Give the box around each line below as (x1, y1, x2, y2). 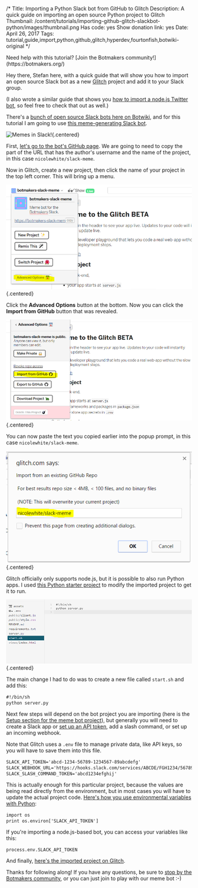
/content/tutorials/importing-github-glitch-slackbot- (34, 18, 160, 24)
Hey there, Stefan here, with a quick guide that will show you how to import (6, 72, 189, 78)
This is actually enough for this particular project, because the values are (6, 781, 184, 788)
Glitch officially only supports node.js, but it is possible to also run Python (6, 575, 184, 582)
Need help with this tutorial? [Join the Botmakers (6, 54, 125, 61)
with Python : (6, 800, 37, 807)
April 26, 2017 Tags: (6, 30, 54, 37)
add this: (6, 682, 28, 689)
